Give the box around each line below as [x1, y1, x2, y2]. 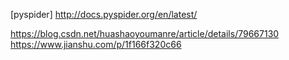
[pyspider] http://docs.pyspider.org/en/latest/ [10, 9, 198, 20]
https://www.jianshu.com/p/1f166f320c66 [10, 39, 182, 50]
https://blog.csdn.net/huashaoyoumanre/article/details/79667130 [10, 28, 280, 39]
